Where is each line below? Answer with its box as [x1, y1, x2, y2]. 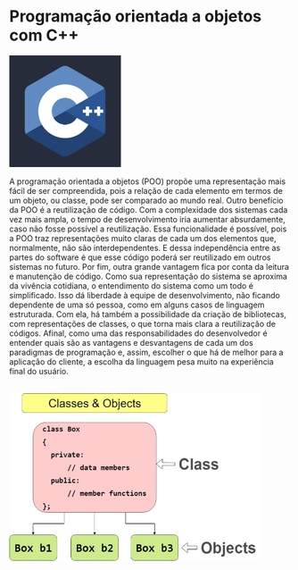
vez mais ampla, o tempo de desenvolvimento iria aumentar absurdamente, [9, 214, 286, 224]
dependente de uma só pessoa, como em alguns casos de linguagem [9, 299, 265, 310]
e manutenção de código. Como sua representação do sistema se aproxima [9, 271, 288, 281]
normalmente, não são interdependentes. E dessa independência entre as [9, 242, 281, 253]
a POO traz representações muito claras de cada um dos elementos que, [9, 232, 277, 243]
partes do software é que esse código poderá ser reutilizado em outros [9, 252, 271, 263]
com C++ [9, 25, 79, 46]
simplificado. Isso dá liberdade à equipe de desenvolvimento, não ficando [9, 289, 281, 300]
